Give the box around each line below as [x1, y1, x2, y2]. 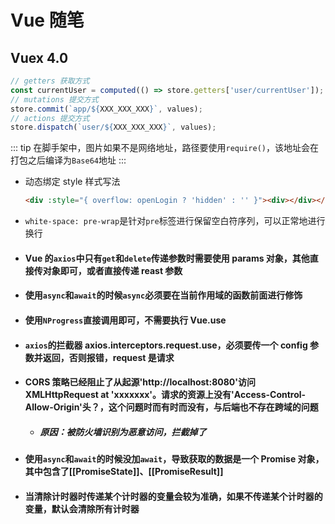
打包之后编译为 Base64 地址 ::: [10, 154, 127, 166]
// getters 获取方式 [10, 76, 90, 86]
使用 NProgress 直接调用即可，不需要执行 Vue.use [24, 314, 227, 326]
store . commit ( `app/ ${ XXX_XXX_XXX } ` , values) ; [10, 104, 203, 114]
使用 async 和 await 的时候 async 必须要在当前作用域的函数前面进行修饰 [24, 289, 303, 301]
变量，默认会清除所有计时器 [24, 502, 140, 515]
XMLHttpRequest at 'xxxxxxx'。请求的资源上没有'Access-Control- [24, 389, 307, 401]
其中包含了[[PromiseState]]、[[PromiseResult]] [24, 466, 224, 478]
